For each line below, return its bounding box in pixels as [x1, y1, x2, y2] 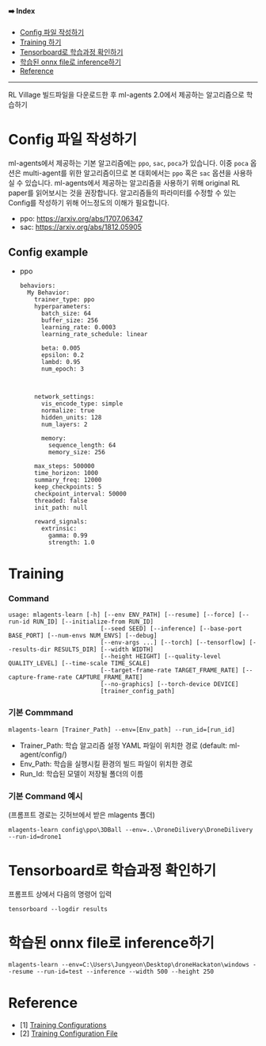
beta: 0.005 [40, 344, 81, 352]
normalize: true [40, 406, 95, 415]
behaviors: [19, 282, 56, 289]
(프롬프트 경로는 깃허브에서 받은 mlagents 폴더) [8, 810, 156, 820]
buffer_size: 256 [40, 316, 99, 324]
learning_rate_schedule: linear [40, 330, 148, 338]
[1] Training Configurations [19, 1020, 107, 1029]
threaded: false [34, 496, 88, 504]
